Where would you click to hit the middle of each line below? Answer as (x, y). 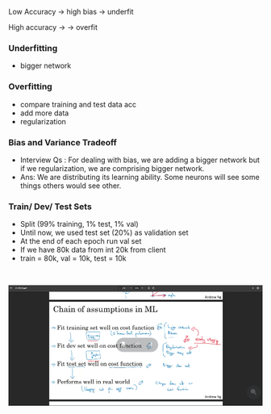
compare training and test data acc (78, 104)
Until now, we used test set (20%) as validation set (104, 232)
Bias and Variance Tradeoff (63, 142)
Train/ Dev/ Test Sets (50, 207)
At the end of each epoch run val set (81, 241)
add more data (44, 113)
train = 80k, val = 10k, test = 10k (73, 258)
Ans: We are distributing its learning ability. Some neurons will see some (140, 177)
